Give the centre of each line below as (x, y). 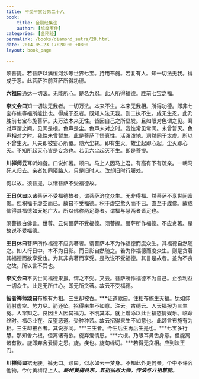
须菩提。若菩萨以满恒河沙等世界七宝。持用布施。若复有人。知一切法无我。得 (99, 73)
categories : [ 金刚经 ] (31, 34)
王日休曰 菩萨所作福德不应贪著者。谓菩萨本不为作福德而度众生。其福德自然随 (99, 243)
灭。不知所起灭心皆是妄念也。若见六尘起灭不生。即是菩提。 (79, 150)
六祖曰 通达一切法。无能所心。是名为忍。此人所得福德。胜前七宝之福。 (92, 93)
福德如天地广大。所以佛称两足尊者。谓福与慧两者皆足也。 (92, 210)
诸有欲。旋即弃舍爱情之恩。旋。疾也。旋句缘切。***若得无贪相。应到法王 (96, 343)
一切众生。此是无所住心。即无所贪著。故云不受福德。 (71, 285)
